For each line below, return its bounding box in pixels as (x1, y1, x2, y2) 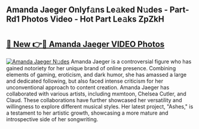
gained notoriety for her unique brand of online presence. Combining (6, 65, 176, 71)
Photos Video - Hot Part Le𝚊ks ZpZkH (21, 14, 164, 25)
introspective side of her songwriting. (6, 116, 99, 122)
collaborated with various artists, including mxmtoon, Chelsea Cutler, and (6, 90, 186, 97)
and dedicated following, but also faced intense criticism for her (6, 77, 163, 85)
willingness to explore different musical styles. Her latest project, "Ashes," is (6, 103, 194, 110)
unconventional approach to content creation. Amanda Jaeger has (6, 84, 170, 91)
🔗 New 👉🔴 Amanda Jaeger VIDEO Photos (6, 39, 165, 49)
